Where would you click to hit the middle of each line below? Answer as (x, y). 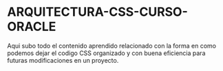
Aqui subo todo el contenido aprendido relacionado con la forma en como (112, 45)
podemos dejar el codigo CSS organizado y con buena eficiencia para (106, 53)
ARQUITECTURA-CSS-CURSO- (97, 12)
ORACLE (32, 27)
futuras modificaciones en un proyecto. (63, 60)
